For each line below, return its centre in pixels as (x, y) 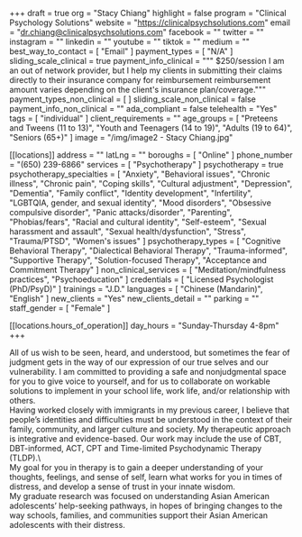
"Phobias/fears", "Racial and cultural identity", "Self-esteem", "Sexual (138, 222)
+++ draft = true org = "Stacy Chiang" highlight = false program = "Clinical (148, 13)
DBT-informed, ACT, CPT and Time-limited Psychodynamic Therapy (136, 448)
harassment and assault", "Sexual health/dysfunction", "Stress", (128, 232)
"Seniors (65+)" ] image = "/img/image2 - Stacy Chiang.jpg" (121, 137)
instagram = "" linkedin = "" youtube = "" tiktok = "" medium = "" (129, 41)
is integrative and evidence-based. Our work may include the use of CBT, (146, 439)
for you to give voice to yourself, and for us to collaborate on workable (140, 381)
